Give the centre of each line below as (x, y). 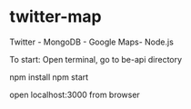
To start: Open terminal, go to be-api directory (96, 59)
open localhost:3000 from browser (75, 94)
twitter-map (55, 17)
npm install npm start (49, 77)
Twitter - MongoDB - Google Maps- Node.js (92, 42)
